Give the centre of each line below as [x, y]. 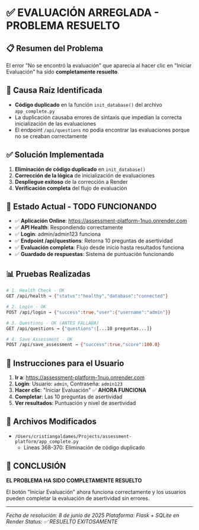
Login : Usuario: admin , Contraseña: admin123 [69, 384]
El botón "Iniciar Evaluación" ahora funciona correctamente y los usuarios [96, 491]
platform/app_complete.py [46, 442]
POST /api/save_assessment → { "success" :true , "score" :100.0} [83, 345]
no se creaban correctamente [51, 136]
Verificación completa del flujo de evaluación [71, 188]
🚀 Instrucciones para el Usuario [65, 363]
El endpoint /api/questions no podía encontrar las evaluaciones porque [102, 130]
